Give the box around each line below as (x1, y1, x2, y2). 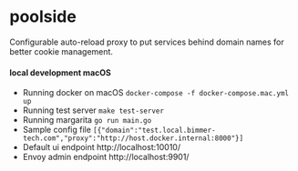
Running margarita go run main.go (22, 115, 152, 126)
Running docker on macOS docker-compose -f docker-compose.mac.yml (22, 87, 290, 98)
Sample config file (22, 125, 91, 136)
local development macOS (9, 66, 111, 78)
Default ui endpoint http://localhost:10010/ (22, 142, 180, 153)
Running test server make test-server (22, 105, 164, 116)
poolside (9, 6, 77, 27)
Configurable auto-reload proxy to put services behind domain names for (9, 36, 284, 47)
